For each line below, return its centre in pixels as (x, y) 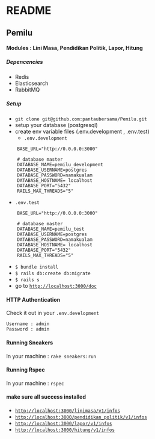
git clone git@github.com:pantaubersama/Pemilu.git (81, 119)
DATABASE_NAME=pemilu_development (60, 165)
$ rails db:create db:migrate (53, 274)
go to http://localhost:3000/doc (56, 286)
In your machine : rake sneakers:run (51, 356)
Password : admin (28, 329)
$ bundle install (37, 267)
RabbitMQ (27, 90)
